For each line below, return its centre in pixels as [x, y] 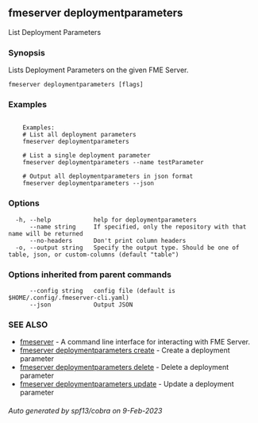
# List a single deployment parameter [87, 156]
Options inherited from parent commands [90, 275]
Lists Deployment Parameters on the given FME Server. [98, 70]
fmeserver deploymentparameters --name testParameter [113, 163]
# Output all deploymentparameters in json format [108, 177]
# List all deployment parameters [79, 135]
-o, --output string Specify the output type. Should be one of [127, 248]
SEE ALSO [28, 325]
